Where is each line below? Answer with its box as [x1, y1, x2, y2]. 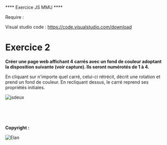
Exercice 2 [5, 42, 51, 53]
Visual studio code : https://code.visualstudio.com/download [5, 24, 132, 30]
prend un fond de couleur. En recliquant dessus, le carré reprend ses [5, 79, 149, 85]
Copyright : [5, 124, 30, 131]
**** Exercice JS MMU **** [5, 5, 63, 10]
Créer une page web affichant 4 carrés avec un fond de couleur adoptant [5, 58, 162, 64]
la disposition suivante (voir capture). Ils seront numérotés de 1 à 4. [5, 63, 149, 70]
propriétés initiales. [5, 84, 46, 90]
